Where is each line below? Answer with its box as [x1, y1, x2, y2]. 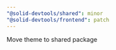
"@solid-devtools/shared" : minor [6, 10, 103, 17]
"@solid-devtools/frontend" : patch [6, 16, 110, 23]
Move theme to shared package [6, 35, 98, 43]
